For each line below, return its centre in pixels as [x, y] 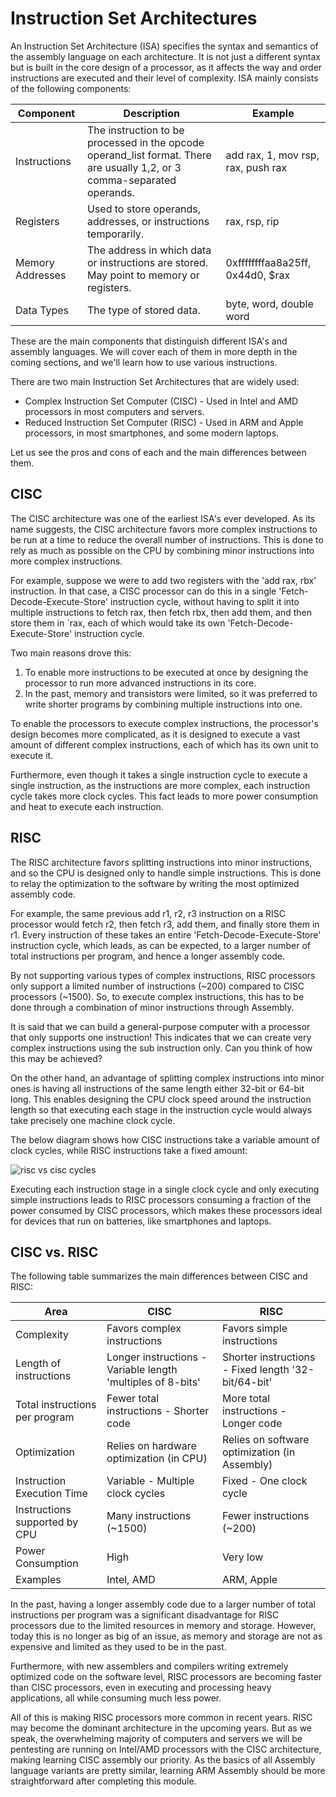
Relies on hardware [151, 1446]
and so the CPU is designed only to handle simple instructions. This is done [166, 873]
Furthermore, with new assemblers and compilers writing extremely [149, 1666]
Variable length [142, 1370]
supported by [47, 1522]
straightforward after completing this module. [103, 1781]
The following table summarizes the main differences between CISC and [159, 1276]
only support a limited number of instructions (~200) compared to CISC [157, 986]
